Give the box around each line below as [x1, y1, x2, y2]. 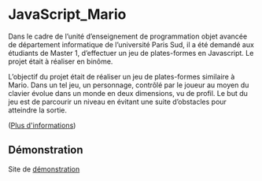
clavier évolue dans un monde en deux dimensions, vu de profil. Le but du [8, 88, 248, 98]
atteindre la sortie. [8, 105, 68, 115]
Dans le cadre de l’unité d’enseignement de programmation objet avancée [8, 31, 248, 41]
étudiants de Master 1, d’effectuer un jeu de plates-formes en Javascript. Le [8, 48, 254, 57]
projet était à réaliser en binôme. [8, 57, 113, 66]
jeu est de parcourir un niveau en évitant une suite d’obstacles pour [8, 97, 227, 106]
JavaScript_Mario [8, 6, 127, 24]
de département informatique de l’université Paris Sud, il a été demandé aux [8, 39, 254, 49]
